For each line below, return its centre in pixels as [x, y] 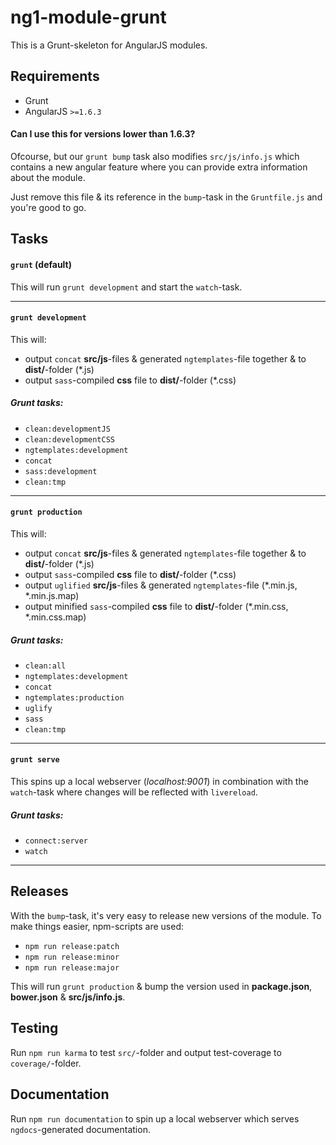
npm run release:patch [72, 946]
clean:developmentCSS [69, 439]
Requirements [55, 76]
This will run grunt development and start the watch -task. [126, 287]
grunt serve [35, 760]
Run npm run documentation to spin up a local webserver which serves [155, 1118]
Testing [34, 1028]
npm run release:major [72, 967]
